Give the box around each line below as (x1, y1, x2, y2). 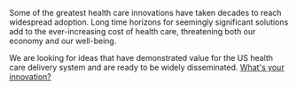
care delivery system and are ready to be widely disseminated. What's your (9, 62, 285, 72)
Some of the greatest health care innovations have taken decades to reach (9, 8, 282, 18)
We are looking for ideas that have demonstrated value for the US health (9, 53, 273, 63)
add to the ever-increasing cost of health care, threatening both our (9, 26, 256, 36)
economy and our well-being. (9, 35, 117, 46)
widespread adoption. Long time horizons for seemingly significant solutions (9, 17, 289, 27)
